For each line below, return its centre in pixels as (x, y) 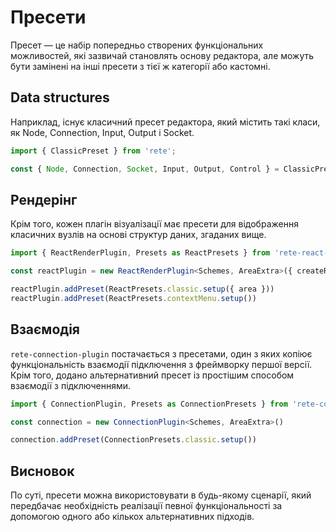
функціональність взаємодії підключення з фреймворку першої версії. (161, 364)
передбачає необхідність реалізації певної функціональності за (146, 506)
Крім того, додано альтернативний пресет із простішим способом (152, 375)
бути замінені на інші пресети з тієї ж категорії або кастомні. (140, 66)
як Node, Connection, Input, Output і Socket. (102, 132)
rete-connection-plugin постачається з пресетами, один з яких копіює (161, 353)
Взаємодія (45, 329)
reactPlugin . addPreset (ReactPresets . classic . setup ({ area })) (142, 289)
